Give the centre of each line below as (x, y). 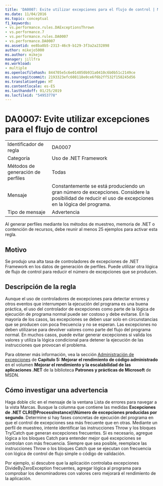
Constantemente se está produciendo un (98, 186)
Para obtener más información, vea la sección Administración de (70, 354)
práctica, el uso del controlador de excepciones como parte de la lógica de (80, 309)
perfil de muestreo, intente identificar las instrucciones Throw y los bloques (81, 428)
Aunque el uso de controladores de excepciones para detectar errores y (77, 298)
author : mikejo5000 (25, 50)
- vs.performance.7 (25, 32)
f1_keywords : (18, 23)
